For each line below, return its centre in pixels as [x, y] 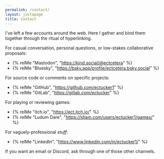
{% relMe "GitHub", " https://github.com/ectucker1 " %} [68, 87]
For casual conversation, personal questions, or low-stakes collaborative [79, 48]
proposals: [16, 53]
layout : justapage [24, 14]
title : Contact [21, 19]
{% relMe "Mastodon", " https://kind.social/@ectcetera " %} [72, 63]
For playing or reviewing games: [38, 102]
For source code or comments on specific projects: [57, 78]
